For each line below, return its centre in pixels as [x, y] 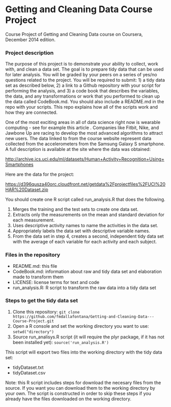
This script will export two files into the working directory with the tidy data [84, 352]
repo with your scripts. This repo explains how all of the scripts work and [82, 107]
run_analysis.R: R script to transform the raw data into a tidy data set [84, 288]
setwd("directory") [33, 332]
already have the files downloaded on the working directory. [68, 399]
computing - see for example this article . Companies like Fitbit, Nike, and [82, 128]
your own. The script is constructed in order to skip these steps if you [78, 393]
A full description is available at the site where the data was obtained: [78, 149]
